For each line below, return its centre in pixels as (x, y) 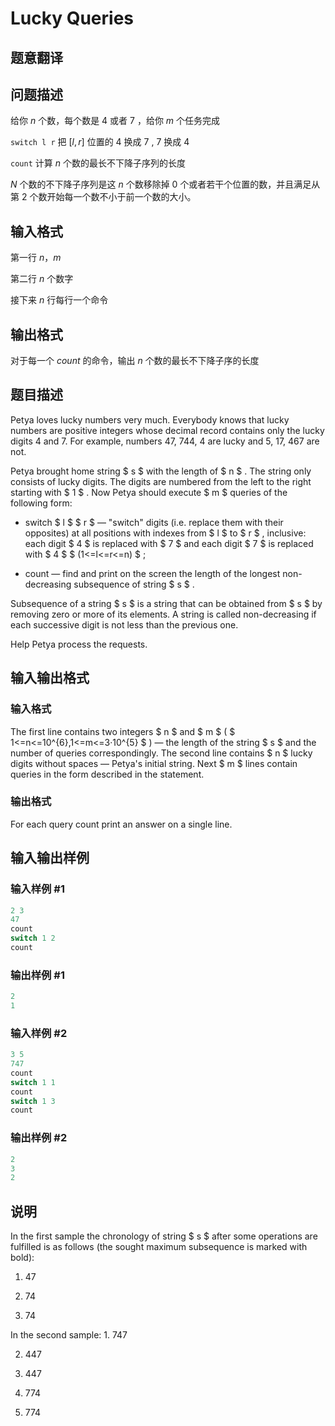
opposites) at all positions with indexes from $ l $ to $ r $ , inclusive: (165, 533)
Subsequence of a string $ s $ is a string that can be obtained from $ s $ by (166, 603)
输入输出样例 (50, 858)
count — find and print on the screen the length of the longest (152, 573)
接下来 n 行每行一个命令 (59, 300)
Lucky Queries (72, 18)
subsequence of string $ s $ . (134, 584)
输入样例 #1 (37, 889)
